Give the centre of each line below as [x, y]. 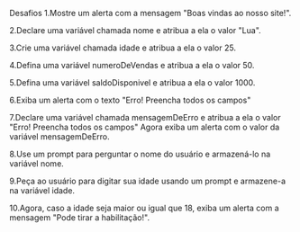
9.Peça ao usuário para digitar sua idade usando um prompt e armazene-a [148, 181]
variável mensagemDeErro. [59, 137]
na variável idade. [42, 191]
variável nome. [37, 164]
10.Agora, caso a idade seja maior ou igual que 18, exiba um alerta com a [144, 208]
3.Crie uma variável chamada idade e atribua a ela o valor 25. [123, 48]
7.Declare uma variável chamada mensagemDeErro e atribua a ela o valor [145, 117]
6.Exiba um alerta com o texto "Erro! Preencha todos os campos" [130, 100]
